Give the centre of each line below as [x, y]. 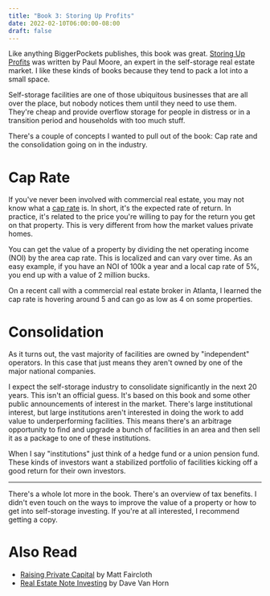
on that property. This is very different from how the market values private [131, 226]
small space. [29, 79]
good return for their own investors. [67, 471]
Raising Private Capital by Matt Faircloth [86, 575]
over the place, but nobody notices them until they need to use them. [123, 103]
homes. [21, 234]
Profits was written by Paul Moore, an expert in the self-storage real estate [132, 62]
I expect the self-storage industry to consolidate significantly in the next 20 [133, 387]
